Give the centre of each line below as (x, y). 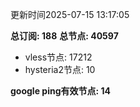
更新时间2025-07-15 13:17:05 (70, 14)
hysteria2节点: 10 (60, 69)
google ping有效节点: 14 (60, 91)
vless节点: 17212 (58, 57)
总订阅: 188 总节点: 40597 (64, 36)
